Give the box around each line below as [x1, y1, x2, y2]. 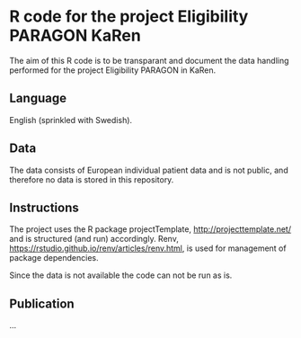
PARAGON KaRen [9, 25, 141, 46]
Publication [9, 296, 75, 311]
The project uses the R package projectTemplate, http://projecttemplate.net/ [9, 224, 292, 235]
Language [9, 91, 67, 106]
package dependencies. [9, 253, 99, 263]
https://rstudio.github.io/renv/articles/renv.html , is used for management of [9, 243, 287, 253]
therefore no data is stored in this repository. [9, 173, 174, 185]
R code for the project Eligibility [9, 6, 249, 27]
